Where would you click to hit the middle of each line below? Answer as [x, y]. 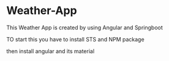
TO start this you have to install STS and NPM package [76, 39]
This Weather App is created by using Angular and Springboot [85, 27]
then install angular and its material [51, 51]
